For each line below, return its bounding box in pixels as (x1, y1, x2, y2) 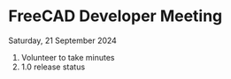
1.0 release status (20, 61, 86, 72)
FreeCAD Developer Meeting (8, 6, 223, 26)
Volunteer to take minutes (20, 52, 116, 62)
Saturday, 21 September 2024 (8, 35, 117, 46)
